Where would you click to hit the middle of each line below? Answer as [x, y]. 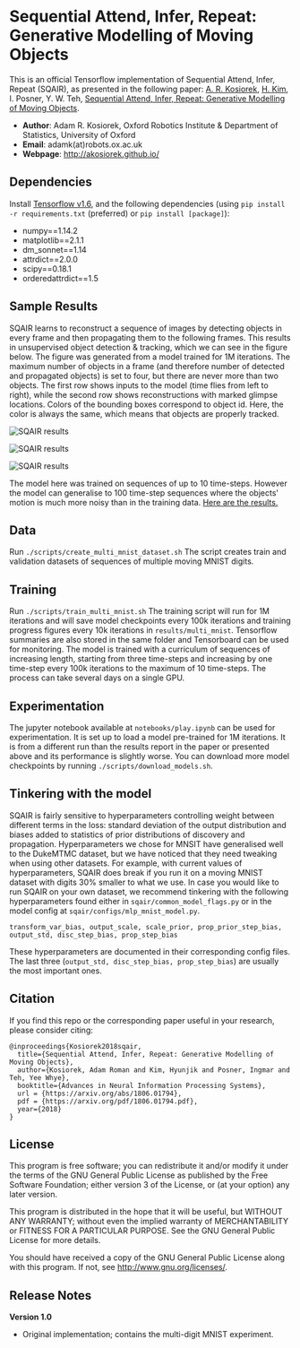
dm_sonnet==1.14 [54, 249]
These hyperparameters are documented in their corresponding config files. [150, 951]
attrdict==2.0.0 [50, 259]
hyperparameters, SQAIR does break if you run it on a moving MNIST [137, 872]
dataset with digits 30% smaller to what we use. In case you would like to [144, 882]
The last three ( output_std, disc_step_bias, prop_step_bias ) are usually [144, 961]
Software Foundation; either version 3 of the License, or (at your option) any [150, 1185]
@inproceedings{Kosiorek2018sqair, [76, 1046]
